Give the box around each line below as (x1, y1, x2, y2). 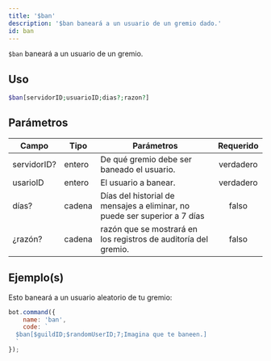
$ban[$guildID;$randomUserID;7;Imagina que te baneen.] (15, 330, 207, 339)
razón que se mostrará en (100, 223, 198, 234)
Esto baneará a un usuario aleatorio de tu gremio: (8, 292, 173, 302)
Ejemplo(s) (8, 271, 65, 285)
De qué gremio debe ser (100, 153, 192, 165)
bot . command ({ (8, 308, 56, 316)
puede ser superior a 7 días (100, 210, 205, 221)
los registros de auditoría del (100, 233, 208, 245)
